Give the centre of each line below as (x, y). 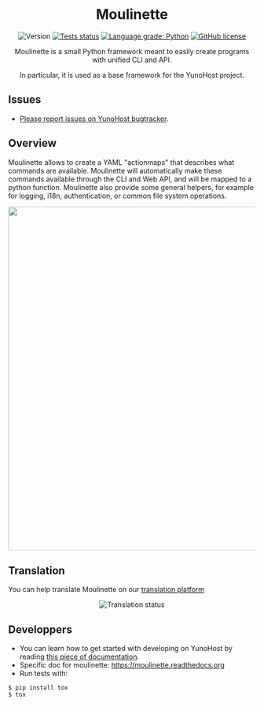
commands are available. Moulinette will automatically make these (115, 170)
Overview (33, 143)
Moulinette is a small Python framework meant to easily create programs (132, 51)
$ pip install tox (38, 688)
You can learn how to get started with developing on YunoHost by (126, 649)
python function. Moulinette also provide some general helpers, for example (131, 187)
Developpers (40, 629)
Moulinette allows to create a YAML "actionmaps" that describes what (121, 162)
